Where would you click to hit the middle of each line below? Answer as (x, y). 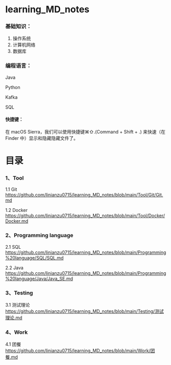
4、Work (17, 332)
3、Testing (19, 293)
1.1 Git (11, 189)
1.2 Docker (17, 210)
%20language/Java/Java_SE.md (39, 278)
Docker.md (17, 221)
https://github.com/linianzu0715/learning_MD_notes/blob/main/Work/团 (80, 351)
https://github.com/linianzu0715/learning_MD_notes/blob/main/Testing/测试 (85, 311)
